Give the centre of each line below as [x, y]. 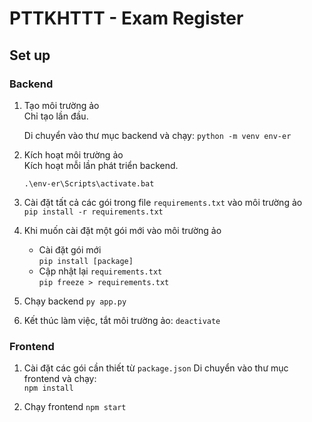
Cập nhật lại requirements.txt [100, 271]
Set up [30, 55]
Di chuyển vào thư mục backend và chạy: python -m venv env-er [157, 135]
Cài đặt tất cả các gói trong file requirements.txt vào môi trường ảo [163, 202]
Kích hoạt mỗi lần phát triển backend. [101, 165]
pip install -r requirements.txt [93, 212]
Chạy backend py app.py [75, 301]
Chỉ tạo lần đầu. [56, 116]
